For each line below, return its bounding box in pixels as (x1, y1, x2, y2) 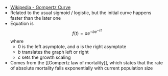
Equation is (10, 20, 34, 26)
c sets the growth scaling (17, 54, 71, 60)
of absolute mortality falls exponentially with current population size (10, 65, 153, 71)
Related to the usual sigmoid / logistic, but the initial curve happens (10, 10, 152, 16)
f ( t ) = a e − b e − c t (72, 28, 102, 36)
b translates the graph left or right (17, 49, 89, 55)
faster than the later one (10, 15, 61, 21)
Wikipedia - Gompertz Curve (10, 5, 71, 10)
